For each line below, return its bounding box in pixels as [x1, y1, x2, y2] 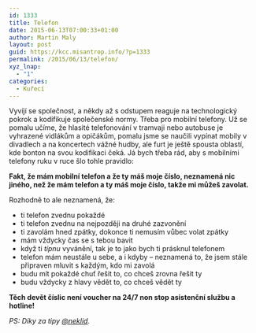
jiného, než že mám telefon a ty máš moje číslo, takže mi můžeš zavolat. [9, 180, 249, 190]
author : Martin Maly [9, 33, 77, 42]
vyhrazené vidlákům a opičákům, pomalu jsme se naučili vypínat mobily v [9, 131, 247, 141]
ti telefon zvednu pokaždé [20, 210, 106, 220]
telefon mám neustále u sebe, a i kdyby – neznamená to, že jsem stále [20, 253, 247, 262]
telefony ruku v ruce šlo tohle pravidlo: [9, 157, 134, 166]
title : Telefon [9, 19, 59, 27]
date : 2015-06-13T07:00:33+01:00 [9, 26, 119, 34]
